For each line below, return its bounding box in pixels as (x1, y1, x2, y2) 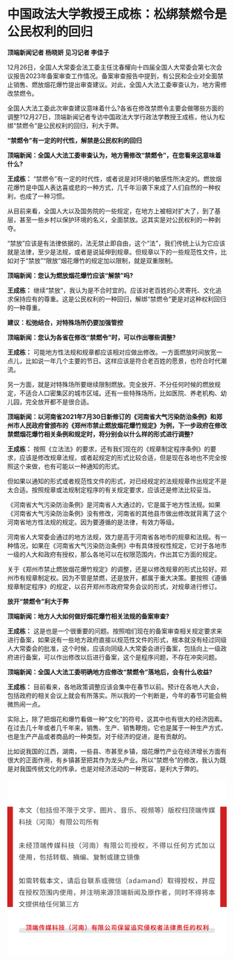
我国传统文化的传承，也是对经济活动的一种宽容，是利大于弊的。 (19, 764, 203, 772)
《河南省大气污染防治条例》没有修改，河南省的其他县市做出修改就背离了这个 (7, 509, 227, 517)
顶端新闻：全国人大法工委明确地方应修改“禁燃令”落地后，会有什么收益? (7, 667, 212, 676)
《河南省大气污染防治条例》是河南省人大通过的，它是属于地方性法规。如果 (7, 500, 221, 509)
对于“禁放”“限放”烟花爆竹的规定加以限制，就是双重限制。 (13, 256, 177, 265)
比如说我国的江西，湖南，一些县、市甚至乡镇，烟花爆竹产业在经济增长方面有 (7, 747, 227, 755)
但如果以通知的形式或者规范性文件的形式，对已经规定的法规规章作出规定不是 (7, 477, 227, 485)
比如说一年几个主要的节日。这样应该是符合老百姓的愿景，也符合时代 (25, 356, 221, 365)
